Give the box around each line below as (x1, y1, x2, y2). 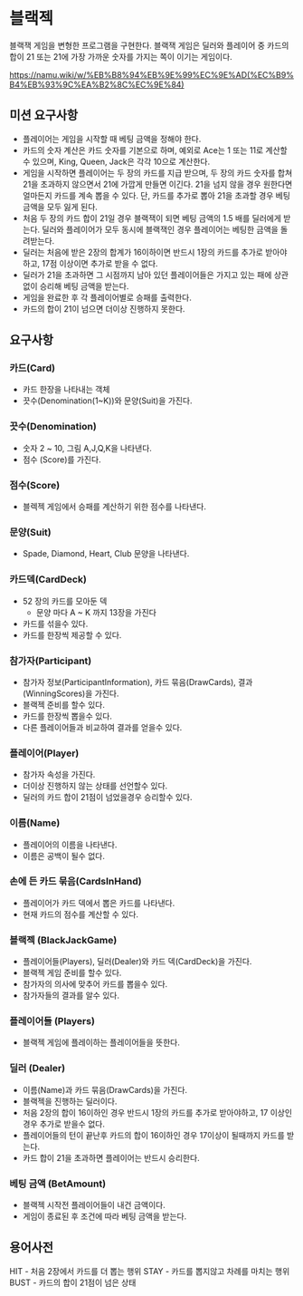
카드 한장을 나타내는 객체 (22, 384, 110, 395)
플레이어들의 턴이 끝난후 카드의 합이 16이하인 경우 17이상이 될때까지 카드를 (22, 1129, 285, 1140)
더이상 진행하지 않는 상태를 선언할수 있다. (22, 780, 168, 791)
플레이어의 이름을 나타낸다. (22, 839, 118, 850)
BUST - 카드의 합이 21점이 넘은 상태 (9, 1277, 137, 1288)
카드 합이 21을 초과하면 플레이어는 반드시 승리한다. (22, 1152, 201, 1163)
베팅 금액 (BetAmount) (9, 1177, 107, 1190)
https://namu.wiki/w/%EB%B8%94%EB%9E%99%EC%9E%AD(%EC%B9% (9, 69, 294, 80)
